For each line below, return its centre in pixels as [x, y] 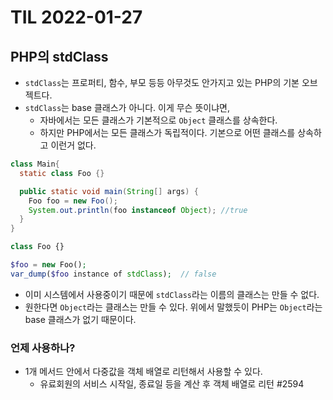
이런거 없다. [73, 145]
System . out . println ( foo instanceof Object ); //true [138, 210]
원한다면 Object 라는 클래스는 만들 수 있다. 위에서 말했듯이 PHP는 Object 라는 [173, 307]
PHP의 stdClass [59, 56]
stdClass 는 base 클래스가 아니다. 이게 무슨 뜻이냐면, [127, 107]
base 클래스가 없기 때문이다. [80, 319]
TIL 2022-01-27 [76, 17]
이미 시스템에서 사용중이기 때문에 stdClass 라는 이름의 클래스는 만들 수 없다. [172, 294]
